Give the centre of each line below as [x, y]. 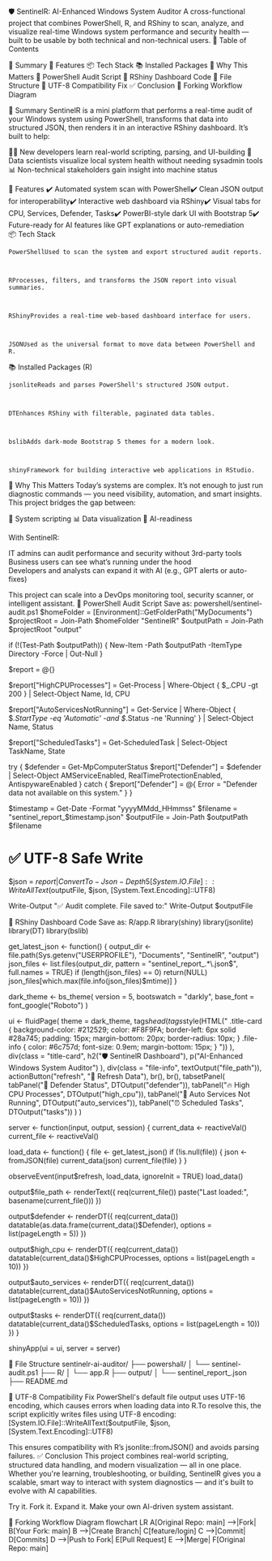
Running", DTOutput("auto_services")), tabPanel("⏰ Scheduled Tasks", [126, 1102]
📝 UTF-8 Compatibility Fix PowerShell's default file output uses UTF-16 [127, 1397]
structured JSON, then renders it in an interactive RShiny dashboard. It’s [128, 127]
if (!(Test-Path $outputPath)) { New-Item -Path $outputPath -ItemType [125, 645]
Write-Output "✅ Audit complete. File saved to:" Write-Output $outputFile [131, 906]
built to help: [29, 136]
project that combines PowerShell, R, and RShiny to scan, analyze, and [126, 23]
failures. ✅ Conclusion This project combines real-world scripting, [119, 1455]
